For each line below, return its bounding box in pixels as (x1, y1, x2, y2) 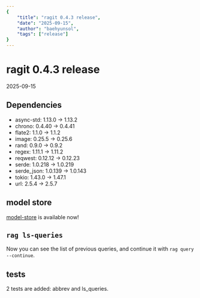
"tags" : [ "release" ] (17, 31, 68, 37)
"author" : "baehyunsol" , (17, 25, 79, 32)
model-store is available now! (6, 213, 79, 220)
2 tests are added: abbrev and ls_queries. (6, 285, 109, 293)
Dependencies (6, 100, 62, 110)
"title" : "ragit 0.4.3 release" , (17, 14, 101, 20)
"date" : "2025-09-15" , (17, 20, 74, 26)
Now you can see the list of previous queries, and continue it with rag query (6, 245, 194, 253)
